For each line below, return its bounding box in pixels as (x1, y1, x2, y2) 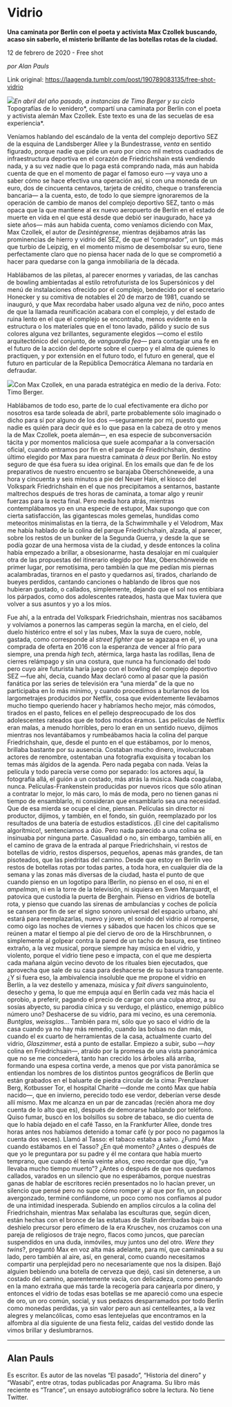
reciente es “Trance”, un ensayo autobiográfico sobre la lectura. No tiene (7, 1386, 214, 1394)
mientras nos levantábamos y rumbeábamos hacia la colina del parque (7, 730, 209, 739)
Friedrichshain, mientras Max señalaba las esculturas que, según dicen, (7, 1208, 211, 1217)
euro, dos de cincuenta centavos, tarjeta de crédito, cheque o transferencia (7, 183, 222, 192)
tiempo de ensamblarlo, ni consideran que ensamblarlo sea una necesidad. (7, 797, 221, 805)
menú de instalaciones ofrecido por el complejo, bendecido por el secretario (7, 285, 225, 293)
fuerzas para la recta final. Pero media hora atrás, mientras (7, 497, 175, 505)
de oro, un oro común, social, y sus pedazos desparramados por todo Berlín (7, 1296, 224, 1305)
